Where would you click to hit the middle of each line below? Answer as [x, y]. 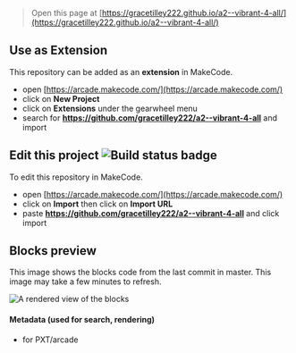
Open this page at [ [67, 13]
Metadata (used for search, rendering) [82, 320]
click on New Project [61, 98]
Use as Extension [59, 50]
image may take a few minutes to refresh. [85, 282]
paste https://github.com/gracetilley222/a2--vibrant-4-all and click [151, 213]
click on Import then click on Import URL [97, 204]
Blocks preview [53, 251]
